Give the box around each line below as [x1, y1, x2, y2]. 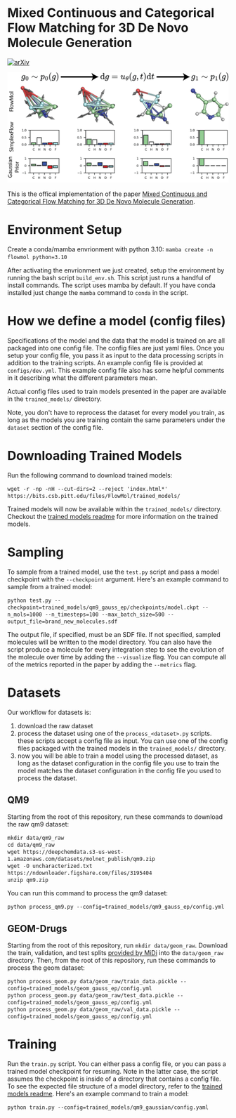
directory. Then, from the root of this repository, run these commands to [7, 956, 216, 965]
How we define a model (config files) [7, 313, 226, 329]
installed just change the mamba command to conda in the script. [7, 288, 189, 296]
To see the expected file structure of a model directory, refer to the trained [7, 1082, 223, 1091]
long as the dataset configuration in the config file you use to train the [17, 758, 220, 767]
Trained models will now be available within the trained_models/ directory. [7, 504, 223, 513]
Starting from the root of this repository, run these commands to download [7, 813, 223, 821]
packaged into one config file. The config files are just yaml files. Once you [7, 343, 225, 352]
